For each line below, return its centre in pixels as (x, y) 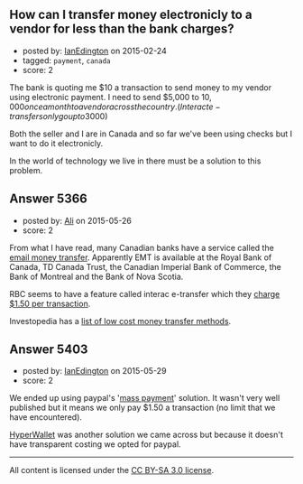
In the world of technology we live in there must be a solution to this (135, 161)
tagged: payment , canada (66, 60)
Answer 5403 (49, 350)
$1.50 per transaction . (50, 303)
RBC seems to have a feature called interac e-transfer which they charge (145, 293)
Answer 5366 (49, 199)
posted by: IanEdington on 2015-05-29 (94, 371)
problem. (26, 170)
